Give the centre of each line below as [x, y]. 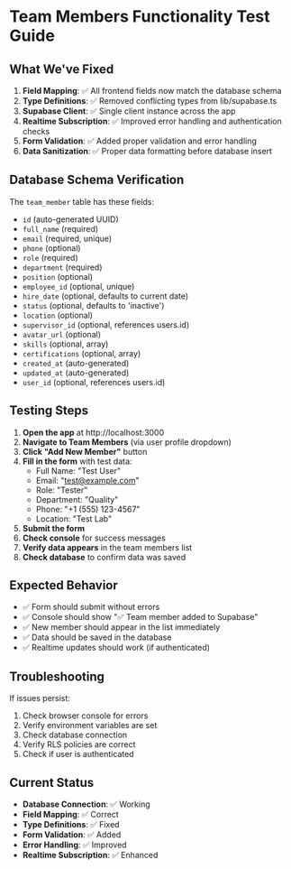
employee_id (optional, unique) [78, 286]
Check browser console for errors [85, 716]
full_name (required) [60, 228]
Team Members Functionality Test [140, 17]
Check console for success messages [94, 538]
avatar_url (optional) [62, 334]
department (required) [62, 267]
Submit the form [54, 528]
